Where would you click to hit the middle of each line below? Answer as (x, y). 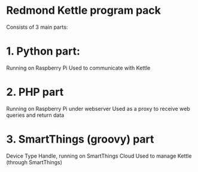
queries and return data (35, 115)
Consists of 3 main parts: (37, 27)
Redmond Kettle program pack (84, 10)
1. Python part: (43, 51)
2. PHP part (35, 92)
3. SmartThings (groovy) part (80, 139)
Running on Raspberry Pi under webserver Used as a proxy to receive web (98, 108)
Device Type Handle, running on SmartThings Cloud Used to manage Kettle (99, 156)
